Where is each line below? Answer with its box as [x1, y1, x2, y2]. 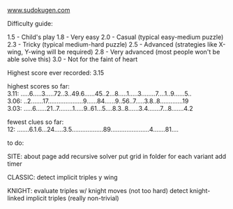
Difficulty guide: [7, 20, 54, 27]
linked [7, 194, 25, 202]
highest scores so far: [7, 82, 70, 90]
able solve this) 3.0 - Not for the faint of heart [7, 55, 138, 63]
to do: [7, 139, 24, 147]
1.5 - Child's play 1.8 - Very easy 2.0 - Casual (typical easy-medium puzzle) [7, 33, 224, 41]
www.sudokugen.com [7, 6, 70, 14]
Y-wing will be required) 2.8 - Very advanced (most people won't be [24, 48, 220, 56]
